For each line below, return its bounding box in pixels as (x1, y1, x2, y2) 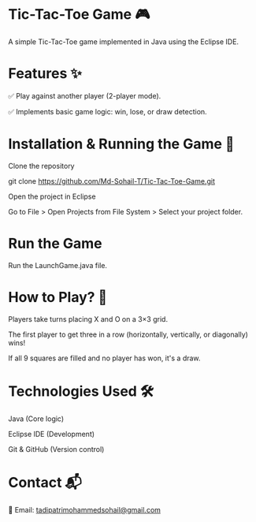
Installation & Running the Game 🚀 (8, 135, 235, 153)
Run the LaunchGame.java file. (8, 260, 108, 270)
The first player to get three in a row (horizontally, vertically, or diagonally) (8, 330, 248, 339)
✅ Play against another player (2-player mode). (8, 91, 161, 100)
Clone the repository (8, 161, 75, 170)
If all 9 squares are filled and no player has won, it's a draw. (8, 353, 201, 363)
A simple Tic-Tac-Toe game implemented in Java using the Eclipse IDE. (8, 36, 239, 47)
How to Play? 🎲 (8, 288, 108, 306)
